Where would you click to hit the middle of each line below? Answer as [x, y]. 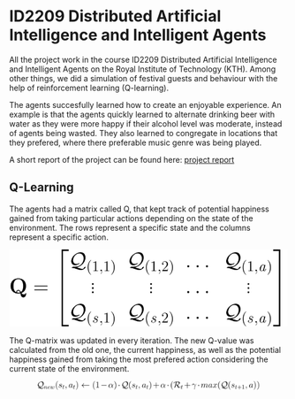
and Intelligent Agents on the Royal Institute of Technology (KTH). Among [143, 69]
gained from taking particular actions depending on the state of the [131, 218]
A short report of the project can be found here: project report [122, 159]
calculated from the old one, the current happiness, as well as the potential [145, 350]
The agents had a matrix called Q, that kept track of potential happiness [139, 209]
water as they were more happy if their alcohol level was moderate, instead [146, 123]
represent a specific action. [59, 237]
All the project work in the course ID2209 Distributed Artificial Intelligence [143, 59]
